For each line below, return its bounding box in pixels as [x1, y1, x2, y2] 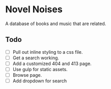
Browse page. [12, 72, 42, 78]
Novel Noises [5, 4, 63, 15]
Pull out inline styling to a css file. [12, 49, 83, 55]
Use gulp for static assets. [12, 66, 68, 72]
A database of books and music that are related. [5, 20, 106, 27]
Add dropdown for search [12, 78, 67, 84]
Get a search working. [12, 55, 60, 61]
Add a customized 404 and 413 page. [12, 60, 92, 66]
